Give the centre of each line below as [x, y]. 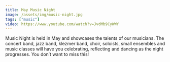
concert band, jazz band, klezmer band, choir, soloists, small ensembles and [85, 44]
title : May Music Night [30, 10]
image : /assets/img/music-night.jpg [44, 15]
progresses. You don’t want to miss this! [47, 54]
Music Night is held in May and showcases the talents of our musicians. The [85, 38]
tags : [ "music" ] [22, 19]
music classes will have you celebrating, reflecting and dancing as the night [84, 49]
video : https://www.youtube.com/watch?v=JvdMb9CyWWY [62, 24]
